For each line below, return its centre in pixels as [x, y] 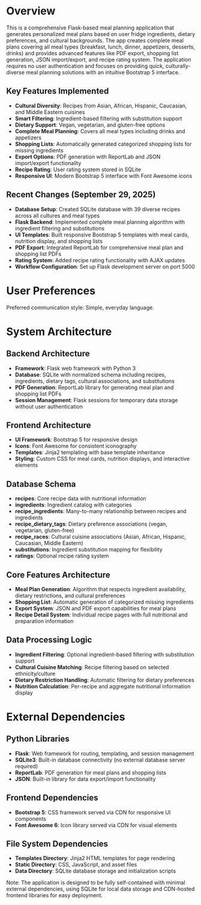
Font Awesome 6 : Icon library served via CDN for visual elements [96, 825]
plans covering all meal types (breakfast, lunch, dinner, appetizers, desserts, [101, 47]
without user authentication [49, 406]
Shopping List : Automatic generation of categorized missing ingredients [104, 602]
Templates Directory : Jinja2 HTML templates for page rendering [95, 858]
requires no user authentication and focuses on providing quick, [85, 66]
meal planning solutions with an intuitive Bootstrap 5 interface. [103, 72]
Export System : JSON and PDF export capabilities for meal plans [95, 608]
